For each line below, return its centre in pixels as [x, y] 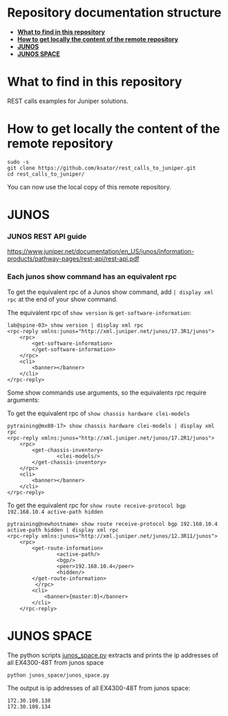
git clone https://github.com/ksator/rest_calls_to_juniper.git [102, 168]
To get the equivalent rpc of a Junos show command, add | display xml [111, 292]
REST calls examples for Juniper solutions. [68, 101]
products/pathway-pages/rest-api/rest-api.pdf [73, 259]
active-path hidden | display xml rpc [63, 530]
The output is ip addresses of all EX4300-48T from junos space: [99, 688]
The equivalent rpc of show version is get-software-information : [99, 312]
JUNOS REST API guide [47, 236]
